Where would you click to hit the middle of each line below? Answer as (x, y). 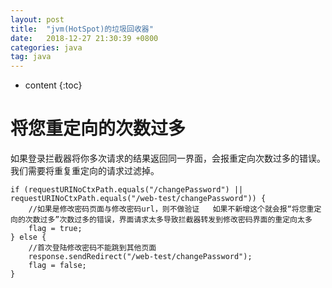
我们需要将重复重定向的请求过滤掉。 (85, 171)
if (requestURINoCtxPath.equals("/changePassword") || (127, 190)
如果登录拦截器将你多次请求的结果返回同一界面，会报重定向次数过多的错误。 (168, 158)
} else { (28, 237)
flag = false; (57, 266)
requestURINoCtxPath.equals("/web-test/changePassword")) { (138, 199)
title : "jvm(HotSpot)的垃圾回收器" (82, 29)
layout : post (37, 19)
